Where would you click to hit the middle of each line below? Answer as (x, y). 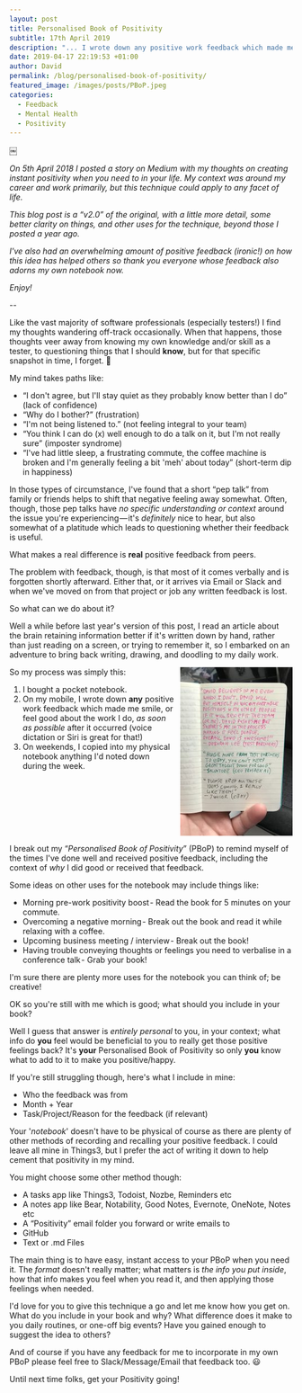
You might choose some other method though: (96, 1177)
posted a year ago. (44, 234)
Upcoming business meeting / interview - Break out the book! (135, 941)
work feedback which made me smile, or (98, 709)
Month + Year (48, 1104)
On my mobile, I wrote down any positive (98, 699)
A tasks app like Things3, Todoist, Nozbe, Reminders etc (127, 1195)
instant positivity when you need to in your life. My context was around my (147, 178)
